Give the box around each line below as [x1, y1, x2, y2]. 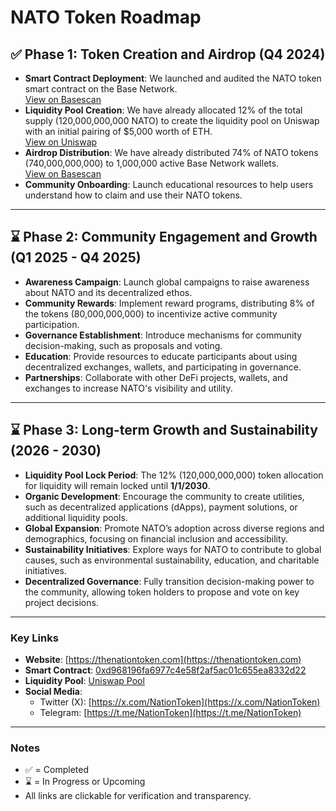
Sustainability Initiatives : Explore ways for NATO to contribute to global [24, 543, 322, 555]
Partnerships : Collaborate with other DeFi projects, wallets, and [24, 371, 288, 383]
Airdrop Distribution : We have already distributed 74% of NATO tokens [24, 147, 319, 158]
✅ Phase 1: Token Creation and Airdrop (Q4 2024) [10, 46, 326, 63]
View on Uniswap [24, 136, 98, 148]
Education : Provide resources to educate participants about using [24, 350, 298, 362]
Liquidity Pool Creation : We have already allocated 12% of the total [24, 104, 303, 116]
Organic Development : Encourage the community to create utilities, [24, 490, 305, 502]
